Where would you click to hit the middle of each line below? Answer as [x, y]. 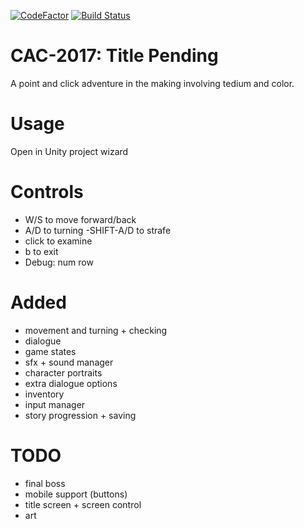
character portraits [63, 372]
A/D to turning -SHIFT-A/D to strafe [98, 230]
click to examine [58, 241]
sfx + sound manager [69, 362]
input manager [55, 404]
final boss [45, 483]
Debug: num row [59, 262]
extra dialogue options [71, 383]
